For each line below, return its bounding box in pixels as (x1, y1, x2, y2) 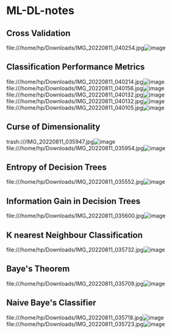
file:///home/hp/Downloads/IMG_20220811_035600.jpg (6, 212, 145, 220)
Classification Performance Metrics (6, 62, 145, 72)
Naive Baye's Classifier (6, 297, 96, 308)
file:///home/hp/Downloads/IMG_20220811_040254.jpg (6, 44, 145, 51)
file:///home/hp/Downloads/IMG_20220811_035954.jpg (6, 144, 145, 151)
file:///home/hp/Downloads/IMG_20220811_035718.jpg (6, 314, 143, 321)
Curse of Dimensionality (6, 122, 101, 132)
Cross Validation (6, 28, 71, 38)
